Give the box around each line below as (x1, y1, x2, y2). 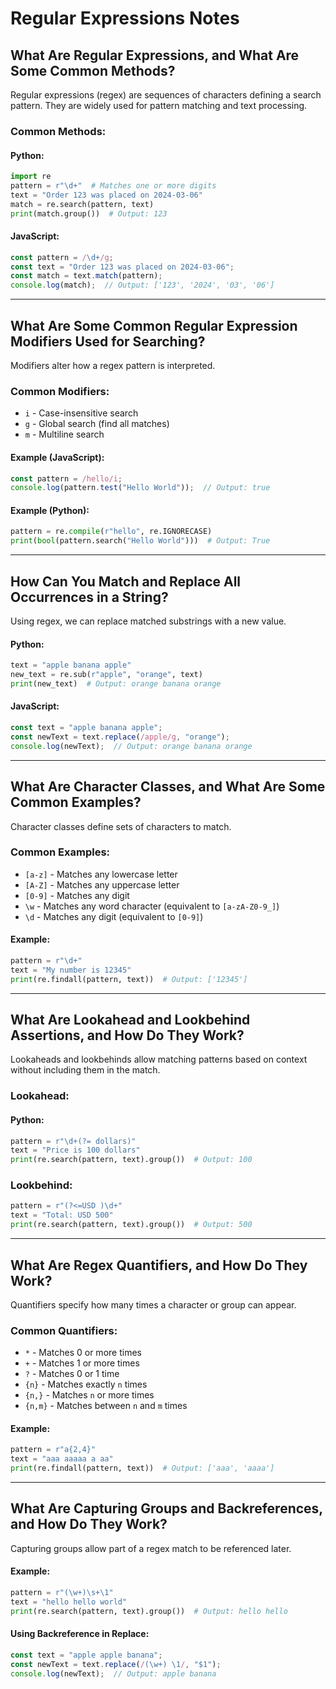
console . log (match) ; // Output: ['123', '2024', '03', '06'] (10, 280, 275, 291)
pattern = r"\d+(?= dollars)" (10, 1136, 137, 1146)
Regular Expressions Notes (10, 7, 240, 30)
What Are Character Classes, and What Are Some (10, 778, 326, 796)
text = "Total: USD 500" (10, 1210, 114, 1221)
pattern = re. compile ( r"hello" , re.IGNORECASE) (10, 527, 213, 537)
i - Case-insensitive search (24, 407, 139, 419)
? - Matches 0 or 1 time (24, 1368, 120, 1380)
